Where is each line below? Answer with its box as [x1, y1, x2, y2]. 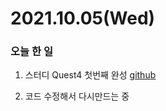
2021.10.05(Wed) [10, 7, 156, 30]
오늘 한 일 [10, 45, 53, 59]
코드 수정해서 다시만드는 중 [24, 90, 130, 102]
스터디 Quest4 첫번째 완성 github [24, 69, 157, 81]
